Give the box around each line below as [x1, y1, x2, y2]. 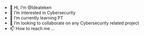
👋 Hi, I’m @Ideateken [9, 5, 52, 10]
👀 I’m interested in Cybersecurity [9, 10, 76, 16]
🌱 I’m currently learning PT [9, 15, 63, 20]
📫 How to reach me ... [9, 26, 55, 31]
